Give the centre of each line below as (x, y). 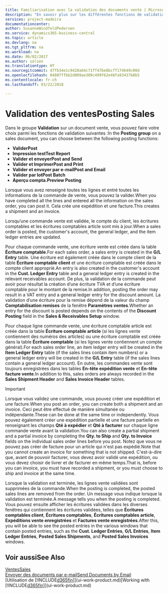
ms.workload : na (22, 52)
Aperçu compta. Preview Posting (47, 180)
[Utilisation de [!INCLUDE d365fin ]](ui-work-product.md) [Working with (77, 580)
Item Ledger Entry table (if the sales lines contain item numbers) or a (76, 352)
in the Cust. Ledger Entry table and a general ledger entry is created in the (82, 273)
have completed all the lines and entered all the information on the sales (79, 200)
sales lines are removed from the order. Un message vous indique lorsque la (84, 494)
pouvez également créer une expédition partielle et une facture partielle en (82, 420)
